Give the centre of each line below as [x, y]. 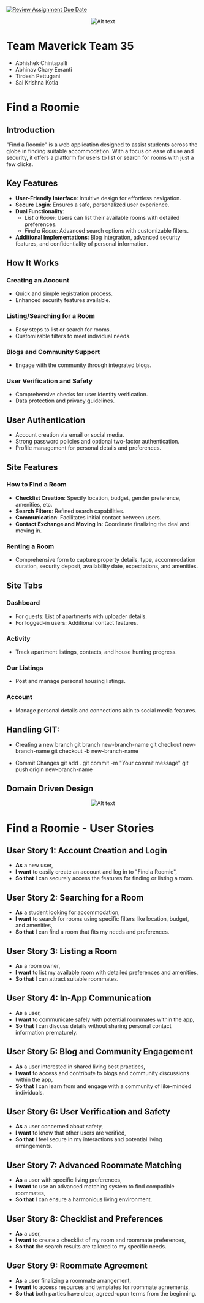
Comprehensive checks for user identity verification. [81, 395]
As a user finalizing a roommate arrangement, [73, 1280]
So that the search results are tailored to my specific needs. [91, 1247]
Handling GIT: [33, 730]
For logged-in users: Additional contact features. [77, 622]
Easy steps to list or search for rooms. [63, 329]
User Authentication [46, 420]
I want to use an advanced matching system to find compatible [95, 1187]
